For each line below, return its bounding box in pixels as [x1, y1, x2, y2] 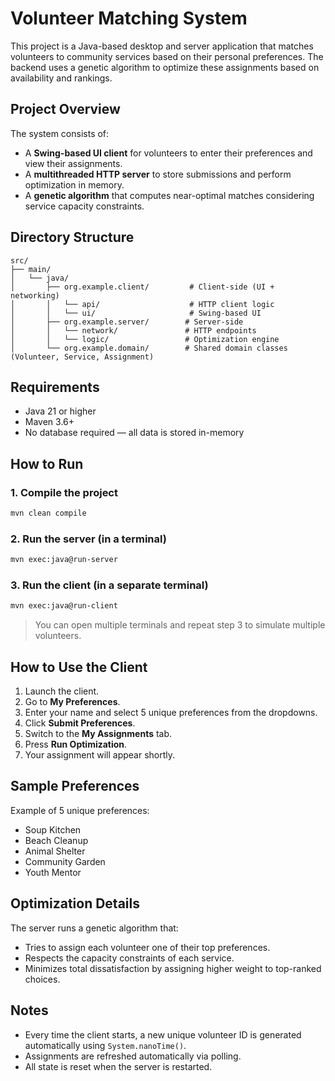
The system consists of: [10, 127, 110, 139]
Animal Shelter [24, 845, 86, 857]
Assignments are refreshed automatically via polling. [24, 1050, 242, 1062]
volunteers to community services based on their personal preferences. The [10, 50, 324, 62]
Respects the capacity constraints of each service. [24, 952, 235, 964]
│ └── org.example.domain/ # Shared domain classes [10, 343, 288, 353]
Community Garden [24, 855, 106, 867]
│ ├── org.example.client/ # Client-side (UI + [10, 282, 275, 292]
